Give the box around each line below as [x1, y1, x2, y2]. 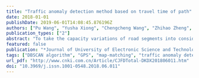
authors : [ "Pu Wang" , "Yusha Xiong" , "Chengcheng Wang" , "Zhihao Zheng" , [6, 25, 192, 31]
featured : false [6, 42, 46, 48]
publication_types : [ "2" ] [6, 30, 70, 36]
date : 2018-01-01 [6, 14, 49, 20]
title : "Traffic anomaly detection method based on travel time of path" [6, 8, 192, 15]
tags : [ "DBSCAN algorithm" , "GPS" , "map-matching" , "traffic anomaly [6, 52, 182, 58]
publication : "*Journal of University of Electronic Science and [6, 47, 171, 53]
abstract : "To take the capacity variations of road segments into [6, 36, 176, 42]
